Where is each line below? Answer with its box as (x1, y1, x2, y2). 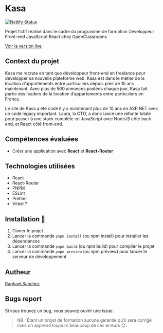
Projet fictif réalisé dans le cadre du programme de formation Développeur (5, 28, 155, 34)
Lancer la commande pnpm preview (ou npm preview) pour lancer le (12, 249, 147, 255)
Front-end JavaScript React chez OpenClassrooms (5, 34, 107, 39)
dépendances (12, 238, 40, 244)
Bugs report (5, 295, 42, 303)
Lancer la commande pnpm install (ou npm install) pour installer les (12, 233, 149, 239)
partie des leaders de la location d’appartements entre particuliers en (5, 91, 144, 96)
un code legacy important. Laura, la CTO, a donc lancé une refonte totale (5, 111, 151, 116)
